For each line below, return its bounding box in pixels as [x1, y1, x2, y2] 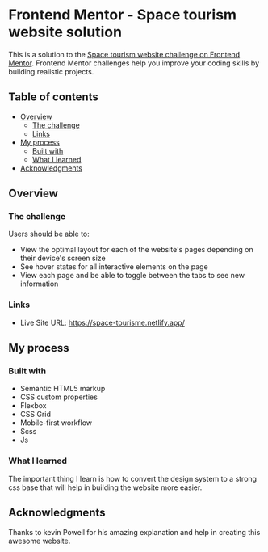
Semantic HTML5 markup [19, 384, 106, 394]
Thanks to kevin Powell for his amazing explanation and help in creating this [8, 527, 261, 537]
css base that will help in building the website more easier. [8, 482, 203, 492]
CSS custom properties [19, 392, 98, 402]
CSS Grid [19, 410, 51, 419]
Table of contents [8, 91, 98, 104]
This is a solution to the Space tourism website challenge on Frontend [8, 49, 241, 59]
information [19, 279, 59, 289]
